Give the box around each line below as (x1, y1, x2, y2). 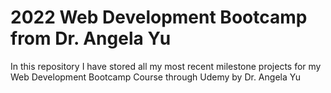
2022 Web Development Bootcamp (10, 6, 308, 29)
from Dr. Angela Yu (10, 27, 172, 50)
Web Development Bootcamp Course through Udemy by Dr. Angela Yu (10, 71, 301, 83)
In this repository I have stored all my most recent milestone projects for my (10, 60, 322, 72)
